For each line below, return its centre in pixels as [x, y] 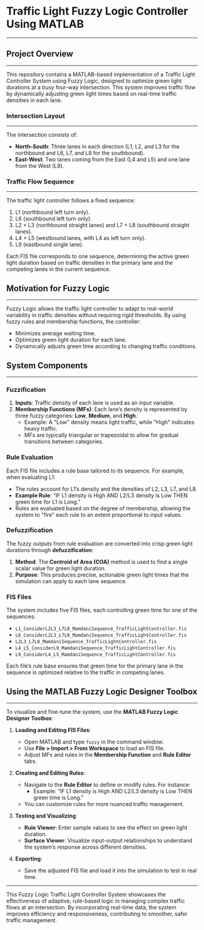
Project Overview [40, 54]
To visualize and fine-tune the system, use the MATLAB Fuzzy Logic [92, 711]
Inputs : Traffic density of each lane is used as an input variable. [95, 403]
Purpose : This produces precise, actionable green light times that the [102, 575]
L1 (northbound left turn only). [52, 212]
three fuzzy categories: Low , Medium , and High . [76, 416]
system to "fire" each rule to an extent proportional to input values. [98, 515]
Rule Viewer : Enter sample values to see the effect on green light [106, 827]
